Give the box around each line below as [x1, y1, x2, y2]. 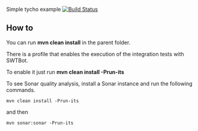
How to [6, 23, 34, 33]
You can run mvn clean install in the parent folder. [6, 39, 131, 46]
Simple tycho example [6, 6, 61, 13]
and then [6, 108, 28, 115]
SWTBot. [6, 57, 28, 64]
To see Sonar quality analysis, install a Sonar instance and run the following [6, 80, 193, 87]
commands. [6, 86, 36, 93]
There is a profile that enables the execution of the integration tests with [6, 50, 184, 57]
